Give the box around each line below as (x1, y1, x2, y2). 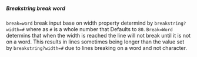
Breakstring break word (6, 5, 66, 12)
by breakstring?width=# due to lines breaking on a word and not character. (6, 44, 187, 51)
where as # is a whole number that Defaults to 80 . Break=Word (26, 25, 173, 32)
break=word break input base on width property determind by (6, 19, 153, 26)
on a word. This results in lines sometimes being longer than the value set (6, 38, 185, 45)
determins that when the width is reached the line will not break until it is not (6, 32, 191, 39)
